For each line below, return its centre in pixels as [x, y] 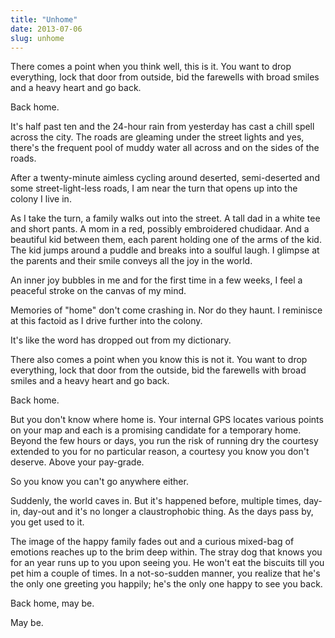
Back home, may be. [52, 603]
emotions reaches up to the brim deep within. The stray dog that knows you [166, 552]
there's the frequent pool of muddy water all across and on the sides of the [165, 148]
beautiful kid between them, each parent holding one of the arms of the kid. [166, 240]
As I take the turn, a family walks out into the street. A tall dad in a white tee [165, 218]
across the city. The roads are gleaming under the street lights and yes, [157, 137]
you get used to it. [47, 522]
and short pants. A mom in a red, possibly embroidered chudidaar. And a [160, 229]
